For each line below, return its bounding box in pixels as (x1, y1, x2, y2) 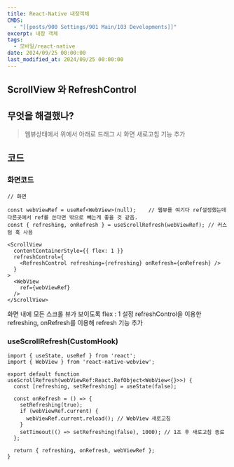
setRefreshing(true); (20, 401, 83, 408)
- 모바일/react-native (13, 43, 76, 50)
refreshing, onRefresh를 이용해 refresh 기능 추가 (7, 318, 144, 327)
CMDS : (7, 17, 23, 24)
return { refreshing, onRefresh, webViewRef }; (13, 447, 156, 454)
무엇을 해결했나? (7, 110, 74, 121)
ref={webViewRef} (20, 284, 71, 291)
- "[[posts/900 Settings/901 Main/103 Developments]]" (13, 23, 177, 30)
